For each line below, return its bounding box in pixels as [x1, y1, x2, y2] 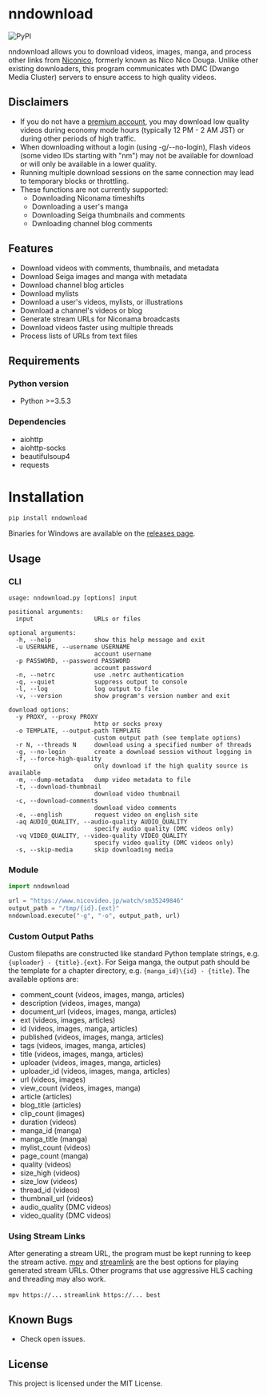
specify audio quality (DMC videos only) [94, 825, 234, 833]
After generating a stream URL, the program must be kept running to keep [8, 1249, 252, 1258]
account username [94, 650, 152, 658]
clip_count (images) [19, 1109, 86, 1119]
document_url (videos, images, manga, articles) [19, 1007, 177, 1016]
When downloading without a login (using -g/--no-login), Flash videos [19, 142, 251, 152]
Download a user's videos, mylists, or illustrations [19, 297, 184, 306]
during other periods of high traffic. [19, 134, 137, 143]
